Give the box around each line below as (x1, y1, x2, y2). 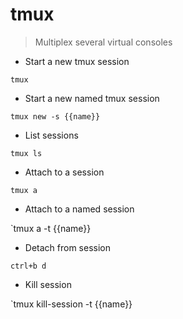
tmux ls (10, 148, 43, 158)
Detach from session (24, 241, 111, 253)
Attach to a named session (24, 203, 135, 215)
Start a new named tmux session (24, 92, 160, 104)
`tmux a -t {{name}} (10, 222, 92, 234)
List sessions (24, 129, 79, 141)
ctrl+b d (10, 261, 47, 271)
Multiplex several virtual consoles (34, 36, 173, 48)
